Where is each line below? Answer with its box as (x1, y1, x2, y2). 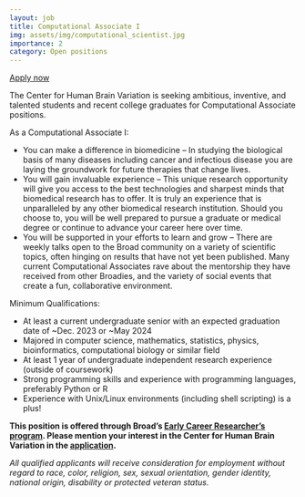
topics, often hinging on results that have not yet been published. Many (22, 252, 290, 263)
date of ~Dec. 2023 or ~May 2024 (22, 326, 152, 337)
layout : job (9, 13, 55, 23)
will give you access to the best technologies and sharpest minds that (22, 183, 285, 194)
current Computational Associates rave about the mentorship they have (22, 261, 291, 272)
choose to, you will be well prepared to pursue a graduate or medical (22, 212, 281, 223)
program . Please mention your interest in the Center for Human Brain (9, 430, 275, 441)
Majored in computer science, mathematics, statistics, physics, (22, 335, 259, 347)
